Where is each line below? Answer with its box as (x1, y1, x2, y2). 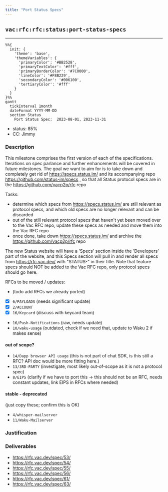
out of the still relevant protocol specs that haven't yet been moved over (12, 217, 161, 223)
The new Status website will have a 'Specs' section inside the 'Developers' (5, 248, 159, 254)
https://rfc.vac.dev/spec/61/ (12, 475, 70, 481)
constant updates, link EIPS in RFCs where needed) (12, 379, 118, 385)
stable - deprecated (5, 391, 47, 397)
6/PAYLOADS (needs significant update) (12, 298, 91, 304)
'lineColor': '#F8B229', (18, 73, 70, 78)
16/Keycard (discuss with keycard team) (12, 309, 94, 315)
